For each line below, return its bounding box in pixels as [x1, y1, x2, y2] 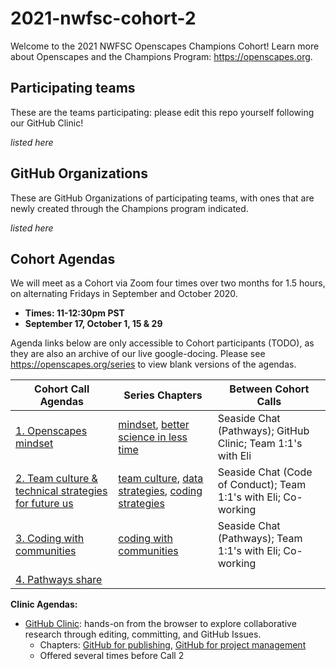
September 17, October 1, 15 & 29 [24, 318, 163, 330]
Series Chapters [123, 388, 203, 402]
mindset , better [118, 418, 190, 432]
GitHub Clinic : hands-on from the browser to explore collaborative [24, 618, 297, 630]
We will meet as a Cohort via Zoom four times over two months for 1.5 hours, [10, 277, 326, 289]
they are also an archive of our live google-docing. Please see [10, 348, 266, 360]
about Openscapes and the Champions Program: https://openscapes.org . [10, 50, 313, 62]
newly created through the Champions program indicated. [10, 202, 249, 214]
